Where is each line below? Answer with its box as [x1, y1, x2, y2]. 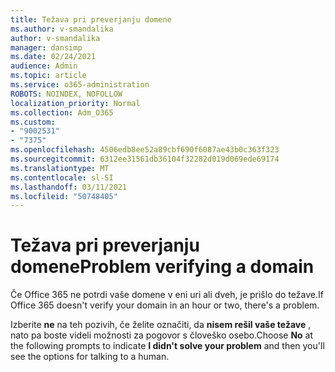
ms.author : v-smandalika [10, 24, 114, 34]
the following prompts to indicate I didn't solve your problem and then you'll [10, 340, 325, 352]
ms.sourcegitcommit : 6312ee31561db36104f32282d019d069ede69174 [10, 154, 280, 164]
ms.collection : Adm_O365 [10, 107, 114, 118]
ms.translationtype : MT [10, 163, 110, 173]
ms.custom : [10, 117, 56, 127]
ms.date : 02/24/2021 [10, 52, 97, 62]
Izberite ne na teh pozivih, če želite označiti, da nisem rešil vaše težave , [10, 319, 312, 331]
